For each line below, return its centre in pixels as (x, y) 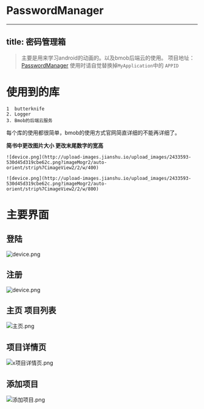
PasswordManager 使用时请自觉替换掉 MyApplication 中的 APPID (100, 65)
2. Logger (19, 114)
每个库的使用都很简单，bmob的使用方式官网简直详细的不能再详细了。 (93, 132)
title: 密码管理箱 (36, 42)
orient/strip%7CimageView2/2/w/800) (53, 189)
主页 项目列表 (31, 310)
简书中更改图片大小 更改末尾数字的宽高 (55, 145)
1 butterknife (25, 109)
